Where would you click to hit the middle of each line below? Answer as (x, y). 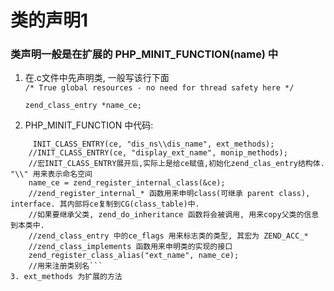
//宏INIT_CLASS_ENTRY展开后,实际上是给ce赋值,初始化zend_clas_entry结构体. (176, 164)
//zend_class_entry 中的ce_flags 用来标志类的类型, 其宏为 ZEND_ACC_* (168, 236)
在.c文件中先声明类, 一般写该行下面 (97, 78)
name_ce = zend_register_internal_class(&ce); (127, 183)
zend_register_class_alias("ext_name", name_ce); (134, 256)
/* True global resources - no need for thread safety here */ (159, 88)
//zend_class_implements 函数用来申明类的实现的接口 (130, 247)
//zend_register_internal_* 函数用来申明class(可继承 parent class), (169, 194)
